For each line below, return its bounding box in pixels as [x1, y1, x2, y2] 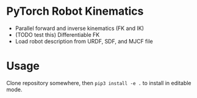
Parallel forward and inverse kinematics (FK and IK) [15, 24, 145, 32]
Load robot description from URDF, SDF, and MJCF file [15, 37, 154, 45]
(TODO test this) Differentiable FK [15, 31, 100, 38]
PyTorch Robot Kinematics [6, 4, 144, 18]
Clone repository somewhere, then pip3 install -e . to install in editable [6, 79, 192, 86]
